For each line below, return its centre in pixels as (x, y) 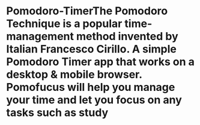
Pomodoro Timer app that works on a (101, 62)
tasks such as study (57, 113)
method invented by (127, 36)
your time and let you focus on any (94, 100)
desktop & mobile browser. (74, 74)
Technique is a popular (64, 24)
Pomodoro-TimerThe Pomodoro (87, 11)
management (40, 36)
